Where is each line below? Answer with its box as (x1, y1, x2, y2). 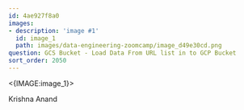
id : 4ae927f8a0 (8, 11, 60, 20)
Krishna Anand (8, 94, 58, 104)
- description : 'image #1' (8, 26, 99, 35)
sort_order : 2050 (8, 57, 67, 65)
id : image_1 (15, 34, 57, 43)
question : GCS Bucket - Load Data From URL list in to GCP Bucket (8, 49, 237, 57)
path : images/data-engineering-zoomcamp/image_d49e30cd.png (15, 42, 222, 50)
